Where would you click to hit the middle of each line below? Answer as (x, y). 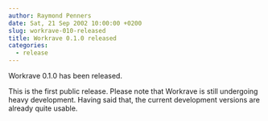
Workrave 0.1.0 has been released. (66, 76)
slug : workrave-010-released (57, 30)
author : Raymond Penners (50, 16)
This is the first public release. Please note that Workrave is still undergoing (133, 91)
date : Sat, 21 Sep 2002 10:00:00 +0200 (75, 23)
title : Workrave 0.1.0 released (62, 38)
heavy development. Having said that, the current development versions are (134, 100)
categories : (28, 46)
